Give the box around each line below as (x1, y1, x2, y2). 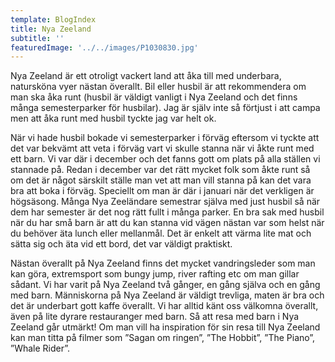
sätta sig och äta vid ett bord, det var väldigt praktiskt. (10, 238, 233, 250)
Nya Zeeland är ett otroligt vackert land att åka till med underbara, (10, 70, 282, 82)
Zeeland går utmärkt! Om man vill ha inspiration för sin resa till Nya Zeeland (10, 321, 321, 333)
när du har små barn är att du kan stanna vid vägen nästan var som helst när (10, 217, 325, 229)
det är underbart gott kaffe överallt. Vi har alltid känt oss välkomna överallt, (10, 300, 319, 312)
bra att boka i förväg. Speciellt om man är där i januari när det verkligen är (10, 185, 315, 197)
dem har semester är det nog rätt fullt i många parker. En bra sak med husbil (10, 206, 325, 218)
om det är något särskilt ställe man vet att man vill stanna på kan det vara (10, 174, 312, 186)
